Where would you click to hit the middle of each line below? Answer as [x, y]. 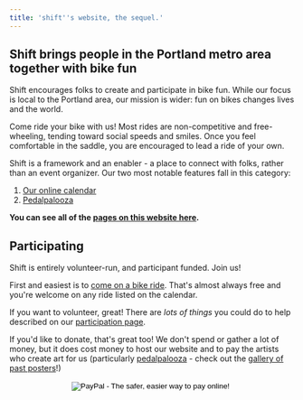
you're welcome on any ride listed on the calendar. [104, 295]
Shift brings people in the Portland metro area [141, 55]
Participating [47, 246]
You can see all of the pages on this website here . [104, 218]
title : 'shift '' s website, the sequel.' [87, 18]
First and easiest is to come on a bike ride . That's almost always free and [145, 285]
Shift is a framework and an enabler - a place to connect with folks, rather [147, 163]
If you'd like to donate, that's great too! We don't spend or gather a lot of [144, 340]
